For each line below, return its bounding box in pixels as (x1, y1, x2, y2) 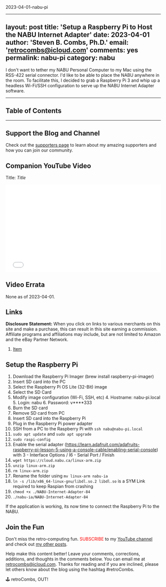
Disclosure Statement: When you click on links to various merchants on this (5, 321, 161, 327)
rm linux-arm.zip (12, 469, 49, 474)
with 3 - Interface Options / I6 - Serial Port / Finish (12, 452, 115, 458)
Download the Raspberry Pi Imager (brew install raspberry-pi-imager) (12, 374, 154, 380)
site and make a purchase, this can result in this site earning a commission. (5, 326, 158, 332)
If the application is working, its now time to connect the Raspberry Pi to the (5, 503, 160, 509)
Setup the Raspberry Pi (5, 360, 78, 369)
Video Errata (5, 281, 45, 289)
